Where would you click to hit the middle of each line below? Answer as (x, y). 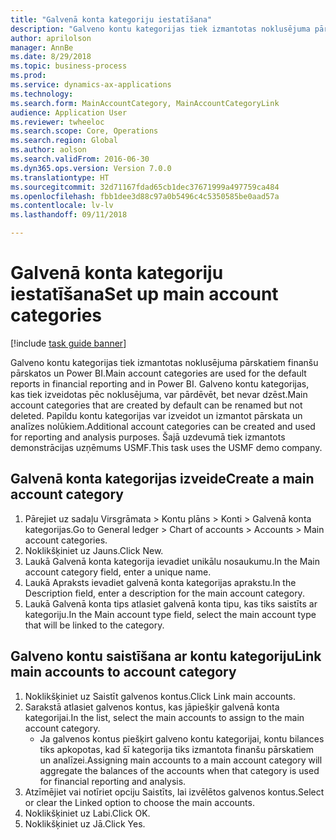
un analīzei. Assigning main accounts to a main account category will (181, 760)
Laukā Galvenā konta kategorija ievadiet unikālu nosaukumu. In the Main (172, 561)
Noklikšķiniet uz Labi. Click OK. (87, 813)
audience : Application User (69, 112)
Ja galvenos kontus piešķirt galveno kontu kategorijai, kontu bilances (182, 738)
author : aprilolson (51, 38)
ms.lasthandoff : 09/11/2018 (69, 215)
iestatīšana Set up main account (144, 294)
